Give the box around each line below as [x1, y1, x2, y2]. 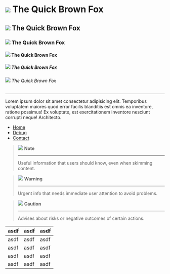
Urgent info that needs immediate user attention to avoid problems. [17, 190, 158, 196]
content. [17, 165, 35, 171]
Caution [24, 201, 41, 207]
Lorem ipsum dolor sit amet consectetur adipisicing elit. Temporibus [5, 98, 147, 104]
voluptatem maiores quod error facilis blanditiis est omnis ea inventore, [5, 103, 153, 109]
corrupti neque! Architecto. [5, 114, 62, 120]
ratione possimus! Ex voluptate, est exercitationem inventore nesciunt [5, 109, 150, 115]
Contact [12, 135, 29, 141]
